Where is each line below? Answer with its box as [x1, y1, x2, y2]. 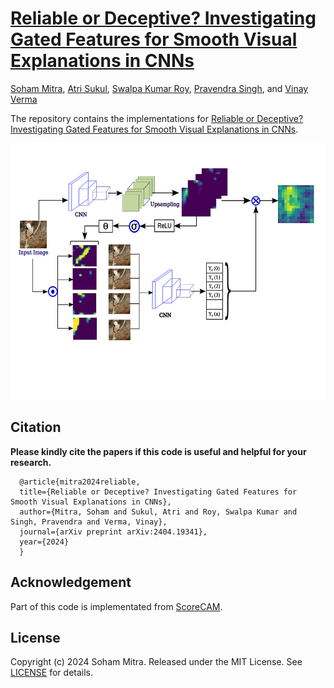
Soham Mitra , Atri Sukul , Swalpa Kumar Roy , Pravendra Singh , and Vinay [10, 82, 309, 94]
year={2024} [19, 537, 70, 547]
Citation [10, 419, 62, 436]
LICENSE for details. [10, 667, 94, 679]
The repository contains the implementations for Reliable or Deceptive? [10, 112, 304, 124]
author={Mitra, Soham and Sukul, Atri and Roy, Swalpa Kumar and [19, 507, 298, 517]
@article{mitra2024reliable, [19, 477, 141, 487]
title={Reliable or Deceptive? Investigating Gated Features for [19, 487, 298, 497]
